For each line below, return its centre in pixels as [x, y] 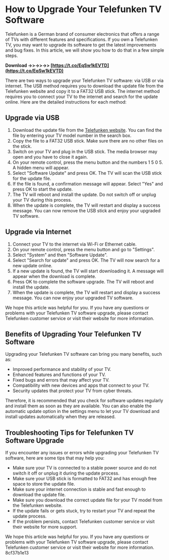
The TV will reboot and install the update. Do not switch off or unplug [84, 194]
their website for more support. [45, 527]
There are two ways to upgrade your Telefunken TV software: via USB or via [84, 80]
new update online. [33, 265]
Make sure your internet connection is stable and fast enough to [79, 489]
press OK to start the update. [43, 189]
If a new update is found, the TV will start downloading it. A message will [88, 271]
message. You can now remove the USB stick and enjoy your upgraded [87, 210]
